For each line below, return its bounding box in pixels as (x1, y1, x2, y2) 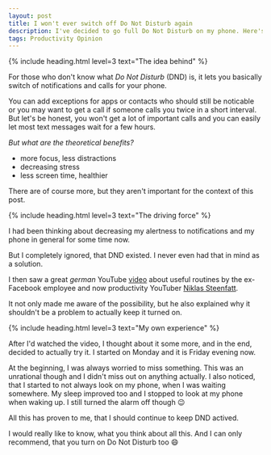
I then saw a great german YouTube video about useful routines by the (8, 275, 243, 284)
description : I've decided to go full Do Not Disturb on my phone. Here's (8, 27, 265, 35)
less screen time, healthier (19, 171, 109, 180)
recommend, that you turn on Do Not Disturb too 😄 (8, 437, 179, 447)
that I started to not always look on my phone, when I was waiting (8, 381, 226, 390)
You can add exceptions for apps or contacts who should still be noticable (8, 96, 255, 106)
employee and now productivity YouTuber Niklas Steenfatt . (43, 284, 239, 293)
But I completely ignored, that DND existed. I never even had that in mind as (8, 251, 260, 260)
